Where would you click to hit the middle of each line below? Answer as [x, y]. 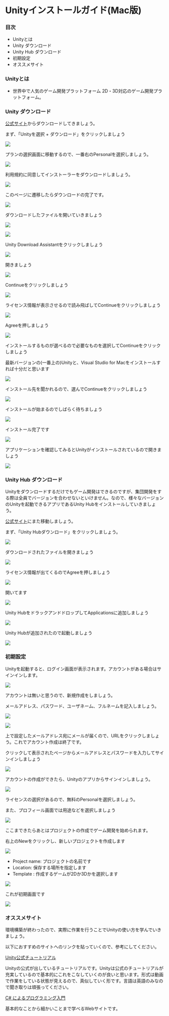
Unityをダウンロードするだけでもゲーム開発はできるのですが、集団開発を [81, 492]
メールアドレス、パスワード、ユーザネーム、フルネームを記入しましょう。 [82, 706]
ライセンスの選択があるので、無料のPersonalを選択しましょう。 [71, 799]
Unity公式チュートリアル [31, 957]
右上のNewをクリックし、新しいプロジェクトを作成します [65, 841]
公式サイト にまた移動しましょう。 [41, 521]
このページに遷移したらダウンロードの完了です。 [56, 195]
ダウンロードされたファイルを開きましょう [49, 552]
